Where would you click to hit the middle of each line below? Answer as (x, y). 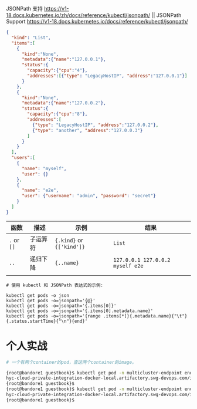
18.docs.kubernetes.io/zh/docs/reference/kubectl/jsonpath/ (78, 15)
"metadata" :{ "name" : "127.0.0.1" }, (64, 60)
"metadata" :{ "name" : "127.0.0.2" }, (64, 103)
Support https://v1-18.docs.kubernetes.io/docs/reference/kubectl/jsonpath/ (97, 21)
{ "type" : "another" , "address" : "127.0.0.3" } (87, 130)
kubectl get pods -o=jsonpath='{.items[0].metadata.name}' (80, 311)
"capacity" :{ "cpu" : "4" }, (57, 70)
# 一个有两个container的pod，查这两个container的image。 (71, 362)
